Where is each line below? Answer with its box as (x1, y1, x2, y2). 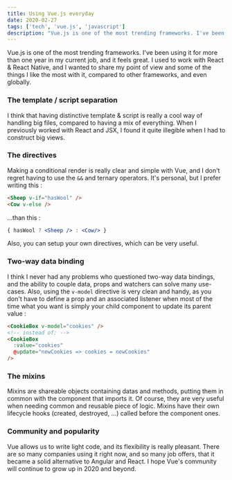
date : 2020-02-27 (7, 17, 57, 24)
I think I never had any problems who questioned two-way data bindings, (7, 272, 215, 281)
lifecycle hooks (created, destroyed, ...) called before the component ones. (7, 409, 220, 418)
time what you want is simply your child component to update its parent (7, 302, 211, 310)
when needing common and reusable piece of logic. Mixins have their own (7, 402, 220, 410)
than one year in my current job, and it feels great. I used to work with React (7, 56, 224, 65)
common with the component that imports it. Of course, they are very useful (7, 395, 224, 403)
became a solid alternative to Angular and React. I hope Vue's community (7, 457, 217, 465)
